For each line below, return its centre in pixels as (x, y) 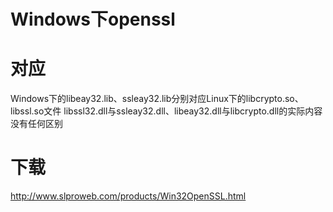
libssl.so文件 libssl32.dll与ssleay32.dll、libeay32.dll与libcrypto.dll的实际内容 (166, 111)
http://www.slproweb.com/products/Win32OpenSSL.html (128, 196)
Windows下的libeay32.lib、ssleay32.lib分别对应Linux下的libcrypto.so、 (157, 99)
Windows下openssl (93, 19)
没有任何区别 (36, 124)
